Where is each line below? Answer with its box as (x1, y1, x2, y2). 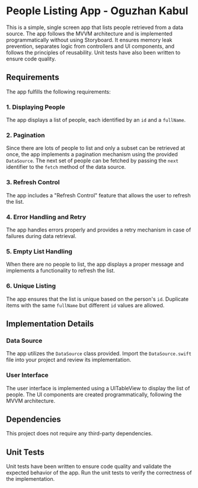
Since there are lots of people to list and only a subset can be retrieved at (6, 145, 186, 152)
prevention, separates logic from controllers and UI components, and (6, 43, 175, 50)
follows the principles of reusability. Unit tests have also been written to (6, 49, 181, 56)
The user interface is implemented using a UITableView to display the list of (6, 384, 190, 391)
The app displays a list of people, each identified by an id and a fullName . (6, 117, 186, 124)
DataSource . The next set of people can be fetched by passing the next (6, 157, 179, 164)
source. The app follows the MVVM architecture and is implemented (6, 30, 173, 37)
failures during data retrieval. (6, 232, 77, 239)
